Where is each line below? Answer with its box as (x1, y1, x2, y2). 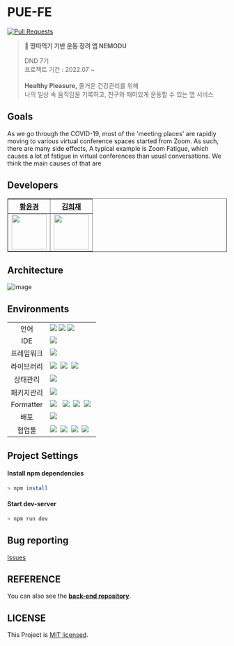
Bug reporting (7, 535, 69, 547)
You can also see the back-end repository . (7, 592, 131, 601)
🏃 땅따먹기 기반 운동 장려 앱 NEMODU (24, 41, 127, 50)
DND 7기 (24, 57, 49, 65)
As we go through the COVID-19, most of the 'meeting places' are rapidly (7, 129, 217, 138)
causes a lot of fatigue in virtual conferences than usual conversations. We (7, 152, 221, 160)
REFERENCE (7, 573, 61, 585)
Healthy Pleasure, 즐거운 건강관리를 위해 (24, 81, 139, 89)
